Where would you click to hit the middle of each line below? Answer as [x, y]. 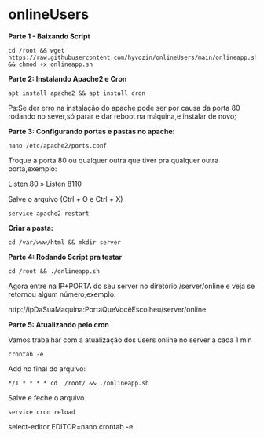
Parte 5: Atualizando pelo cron [59, 324]
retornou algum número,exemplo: [62, 294]
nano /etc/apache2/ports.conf [58, 146]
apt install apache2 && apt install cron [77, 93]
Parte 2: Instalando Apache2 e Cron [68, 78]
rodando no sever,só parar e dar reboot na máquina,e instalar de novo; [123, 116]
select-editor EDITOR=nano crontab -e [71, 426]
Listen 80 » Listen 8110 [45, 184]
